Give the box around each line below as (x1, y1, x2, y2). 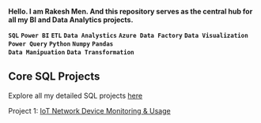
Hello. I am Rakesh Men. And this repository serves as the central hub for (8, 7, 253, 16)
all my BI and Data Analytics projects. (8, 15, 134, 24)
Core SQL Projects (8, 70, 100, 84)
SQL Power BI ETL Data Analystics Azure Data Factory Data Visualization (8, 32, 249, 39)
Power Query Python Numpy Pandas (8, 40, 114, 48)
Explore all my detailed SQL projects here (8, 91, 143, 100)
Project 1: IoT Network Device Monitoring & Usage (8, 106, 172, 115)
